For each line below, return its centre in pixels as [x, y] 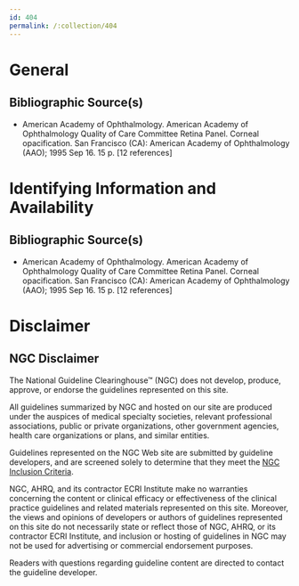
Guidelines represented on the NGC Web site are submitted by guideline [141, 452]
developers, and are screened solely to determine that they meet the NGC [145, 462]
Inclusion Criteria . [41, 471]
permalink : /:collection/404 [63, 26]
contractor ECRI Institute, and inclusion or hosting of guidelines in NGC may [148, 536]
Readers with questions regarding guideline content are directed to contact [147, 563]
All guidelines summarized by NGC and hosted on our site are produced [141, 407]
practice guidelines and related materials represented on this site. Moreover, [149, 508]
